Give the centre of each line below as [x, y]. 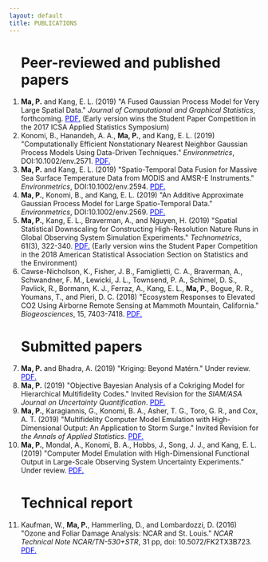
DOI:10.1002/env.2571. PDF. [65, 161]
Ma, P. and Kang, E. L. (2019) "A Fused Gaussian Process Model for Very [140, 102]
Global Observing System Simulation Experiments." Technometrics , [131, 237]
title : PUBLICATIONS [43, 23]
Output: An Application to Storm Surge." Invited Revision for [161, 428]
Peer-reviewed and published [120, 63]
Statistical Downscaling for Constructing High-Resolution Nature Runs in [139, 229]
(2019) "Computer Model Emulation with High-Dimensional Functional [135, 453]
